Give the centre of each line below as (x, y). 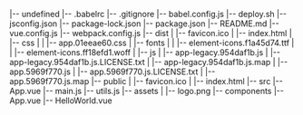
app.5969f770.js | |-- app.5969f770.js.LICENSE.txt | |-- (112, 72)
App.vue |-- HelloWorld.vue (61, 101)
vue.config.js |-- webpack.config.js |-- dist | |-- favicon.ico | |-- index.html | (151, 33)
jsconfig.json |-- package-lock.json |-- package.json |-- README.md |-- (144, 24)
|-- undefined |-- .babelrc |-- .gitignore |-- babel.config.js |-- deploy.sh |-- (148, 14)
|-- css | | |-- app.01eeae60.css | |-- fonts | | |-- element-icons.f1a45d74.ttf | (152, 43)
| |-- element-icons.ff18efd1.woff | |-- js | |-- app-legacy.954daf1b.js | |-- (145, 53)
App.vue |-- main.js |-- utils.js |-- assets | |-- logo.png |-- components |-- (147, 91)
